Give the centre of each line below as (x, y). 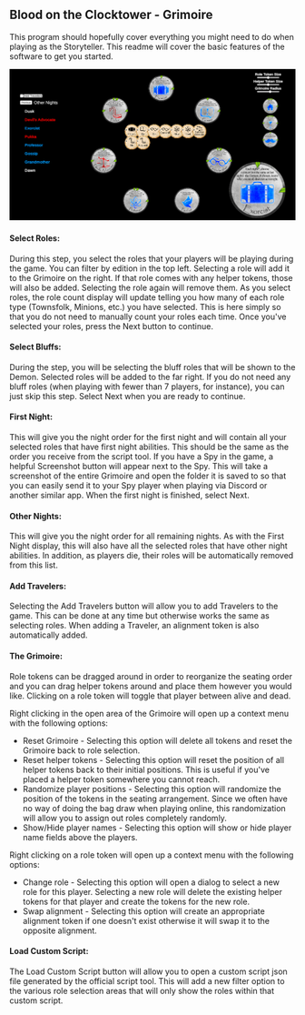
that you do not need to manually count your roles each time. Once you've (148, 317)
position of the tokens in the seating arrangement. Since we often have (155, 799)
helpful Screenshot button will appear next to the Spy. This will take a (139, 466)
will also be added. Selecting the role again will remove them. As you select (150, 287)
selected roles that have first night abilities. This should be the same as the (149, 447)
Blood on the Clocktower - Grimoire (111, 15)
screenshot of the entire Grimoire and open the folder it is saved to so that (148, 476)
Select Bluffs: (35, 347)
